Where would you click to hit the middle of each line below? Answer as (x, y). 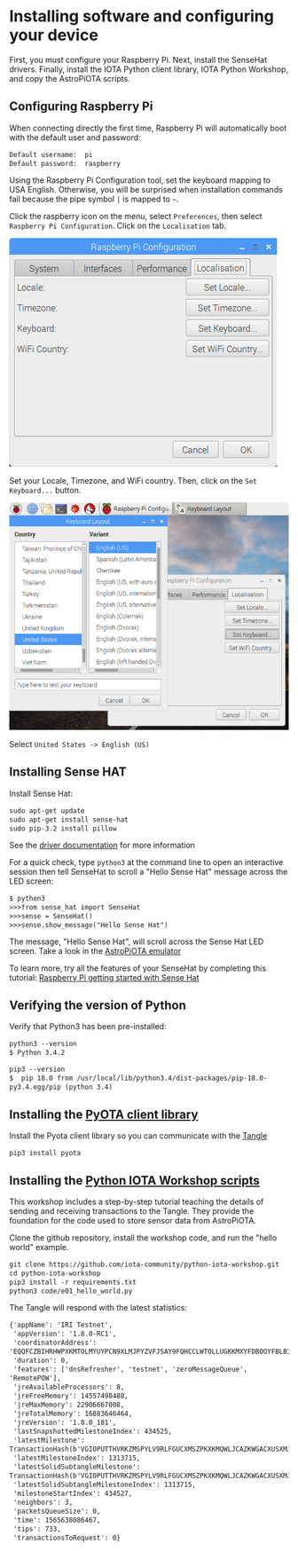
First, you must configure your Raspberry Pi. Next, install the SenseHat (138, 59)
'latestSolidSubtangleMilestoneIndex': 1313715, (105, 1484)
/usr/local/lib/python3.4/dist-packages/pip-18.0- (172, 1079)
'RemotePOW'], (35, 1378)
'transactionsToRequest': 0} (67, 1538)
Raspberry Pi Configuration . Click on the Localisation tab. (118, 225)
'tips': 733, (37, 1529)
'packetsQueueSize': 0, (57, 1511)
